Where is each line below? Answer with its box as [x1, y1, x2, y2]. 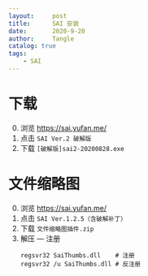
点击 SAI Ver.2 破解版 [20, 133, 92, 143]
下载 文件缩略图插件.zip [20, 223, 94, 233]
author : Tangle [8, 34, 75, 43]
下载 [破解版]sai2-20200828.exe [20, 143, 124, 153]
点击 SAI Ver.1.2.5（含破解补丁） [20, 213, 128, 223]
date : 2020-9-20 [8, 27, 85, 35]
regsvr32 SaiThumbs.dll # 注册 [20, 251, 136, 260]
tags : [8, 50, 27, 58]
